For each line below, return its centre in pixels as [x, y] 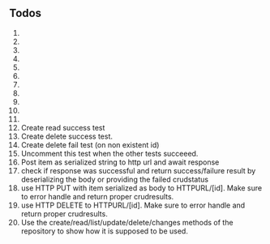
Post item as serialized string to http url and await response [120, 162]
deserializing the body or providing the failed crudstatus [115, 179]
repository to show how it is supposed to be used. [105, 231]
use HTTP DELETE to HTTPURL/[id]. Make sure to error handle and [133, 205]
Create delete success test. [66, 136]
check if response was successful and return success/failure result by [138, 170]
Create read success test [63, 127]
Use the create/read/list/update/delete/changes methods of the [127, 222]
